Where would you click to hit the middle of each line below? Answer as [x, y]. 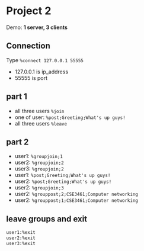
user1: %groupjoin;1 [39, 156]
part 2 [17, 142]
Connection [28, 46]
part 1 [17, 97]
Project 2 [29, 11]
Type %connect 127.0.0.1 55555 [45, 60]
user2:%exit [21, 238]
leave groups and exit [47, 219]
